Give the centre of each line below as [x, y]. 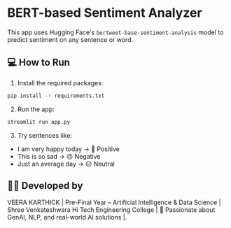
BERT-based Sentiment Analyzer [105, 13]
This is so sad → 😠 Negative [59, 156]
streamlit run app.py [39, 122]
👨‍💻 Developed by [45, 186]
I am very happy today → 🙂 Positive [69, 149]
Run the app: [36, 109]
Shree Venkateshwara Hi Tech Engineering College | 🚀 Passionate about [111, 210]
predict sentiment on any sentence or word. [70, 39]
